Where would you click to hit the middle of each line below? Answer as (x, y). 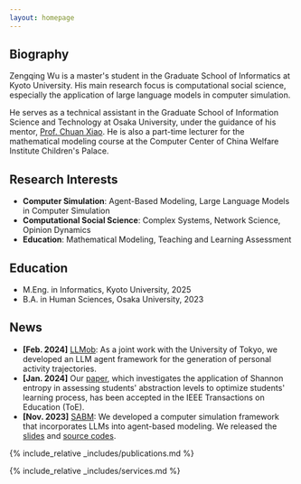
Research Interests (64, 179)
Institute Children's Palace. (59, 151)
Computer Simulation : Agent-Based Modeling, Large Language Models (156, 201)
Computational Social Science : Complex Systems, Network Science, (151, 220)
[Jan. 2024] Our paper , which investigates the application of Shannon (153, 378)
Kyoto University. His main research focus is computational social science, (148, 86)
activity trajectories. (60, 368)
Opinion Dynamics (56, 230)
